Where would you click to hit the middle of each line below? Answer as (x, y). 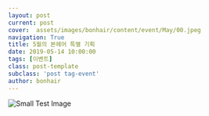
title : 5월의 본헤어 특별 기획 (52, 45)
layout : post (29, 15)
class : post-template (43, 67)
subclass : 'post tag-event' (54, 74)
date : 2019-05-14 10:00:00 (52, 52)
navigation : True (36, 37)
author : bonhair (34, 81)
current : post (31, 23)
